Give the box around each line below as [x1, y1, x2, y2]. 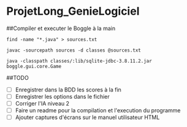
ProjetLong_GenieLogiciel [6, 4, 140, 18]
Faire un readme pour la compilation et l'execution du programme [15, 107, 181, 114]
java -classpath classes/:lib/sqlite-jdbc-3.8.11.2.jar [6, 58, 152, 64]
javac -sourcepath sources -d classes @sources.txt [6, 47, 141, 53]
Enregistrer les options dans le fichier [15, 93, 110, 100]
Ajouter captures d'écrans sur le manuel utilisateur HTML [15, 114, 160, 121]
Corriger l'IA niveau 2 [15, 100, 69, 107]
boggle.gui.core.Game [6, 63, 62, 69]
